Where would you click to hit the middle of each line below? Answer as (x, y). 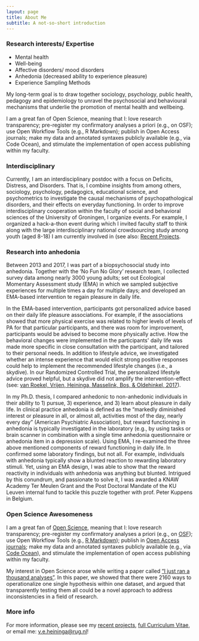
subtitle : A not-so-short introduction (56, 23)
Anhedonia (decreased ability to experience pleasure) (81, 76)
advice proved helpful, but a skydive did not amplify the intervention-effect (98, 379)
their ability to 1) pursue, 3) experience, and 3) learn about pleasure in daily (99, 403)
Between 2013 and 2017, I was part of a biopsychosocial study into (88, 265)
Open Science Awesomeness (50, 514)
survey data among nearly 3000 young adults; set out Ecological (86, 278)
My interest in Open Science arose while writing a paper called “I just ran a (98, 571)
